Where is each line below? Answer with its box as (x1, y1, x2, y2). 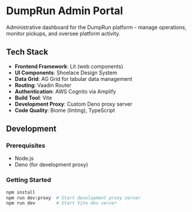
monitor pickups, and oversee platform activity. (6, 30, 121, 37)
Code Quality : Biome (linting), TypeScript (14, 106, 115, 113)
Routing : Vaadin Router (14, 81, 72, 89)
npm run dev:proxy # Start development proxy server (6, 195, 141, 201)
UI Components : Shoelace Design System (14, 69, 118, 76)
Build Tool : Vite (14, 94, 52, 101)
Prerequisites (6, 142, 45, 150)
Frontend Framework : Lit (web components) (14, 63, 124, 70)
